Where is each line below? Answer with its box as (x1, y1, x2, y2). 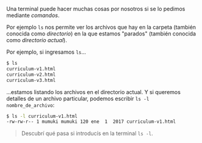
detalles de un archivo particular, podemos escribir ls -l (6, 95, 150, 102)
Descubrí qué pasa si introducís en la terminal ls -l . (21, 130, 154, 137)
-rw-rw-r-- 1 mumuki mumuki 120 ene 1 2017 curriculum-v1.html (6, 119, 176, 125)
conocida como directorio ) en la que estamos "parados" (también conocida (6, 30, 197, 37)
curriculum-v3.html (6, 77, 56, 83)
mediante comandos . (6, 12, 60, 19)
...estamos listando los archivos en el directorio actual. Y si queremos (6, 88, 181, 95)
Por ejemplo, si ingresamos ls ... (6, 48, 87, 56)
